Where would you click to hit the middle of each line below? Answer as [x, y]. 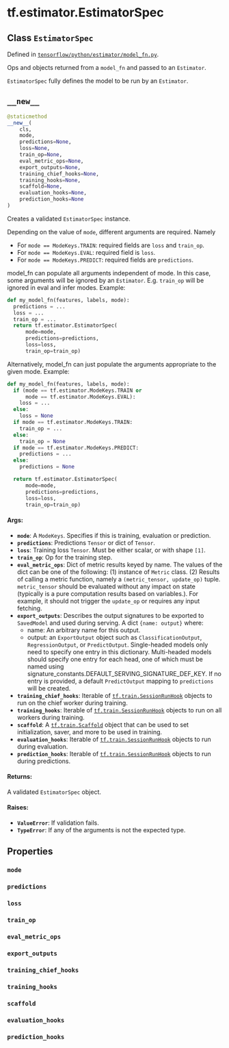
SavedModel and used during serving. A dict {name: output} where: [110, 623]
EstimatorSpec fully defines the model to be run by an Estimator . [98, 81]
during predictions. [44, 761]
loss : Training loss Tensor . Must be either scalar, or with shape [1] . [111, 550]
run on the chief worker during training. [72, 703]
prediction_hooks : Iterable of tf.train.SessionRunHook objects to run [114, 753]
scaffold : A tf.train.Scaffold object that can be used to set [103, 725]
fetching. [29, 608]
